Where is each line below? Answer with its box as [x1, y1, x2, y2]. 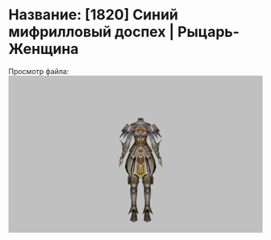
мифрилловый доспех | [8, 23, 175, 41]
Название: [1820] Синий [8, 6, 179, 24]
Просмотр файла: [8, 66, 69, 76]
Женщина [8, 40, 79, 58]
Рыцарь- [177, 23, 240, 41]
